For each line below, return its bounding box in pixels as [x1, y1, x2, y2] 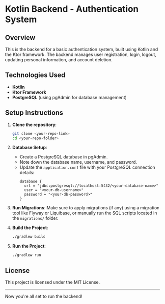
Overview [5, 33, 36, 42]
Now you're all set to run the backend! [5, 293, 82, 299]
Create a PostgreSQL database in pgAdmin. [19, 154, 108, 160]
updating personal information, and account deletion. [5, 57, 113, 62]
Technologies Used [5, 71, 65, 79]
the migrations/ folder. [12, 215, 59, 221]
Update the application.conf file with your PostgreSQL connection [19, 164, 156, 170]
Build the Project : [12, 225, 48, 231]
